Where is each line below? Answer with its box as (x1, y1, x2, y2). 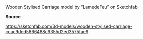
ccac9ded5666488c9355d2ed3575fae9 (5, 29, 89, 34)
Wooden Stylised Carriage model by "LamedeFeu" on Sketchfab (5, 4, 138, 10)
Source (5, 14, 21, 19)
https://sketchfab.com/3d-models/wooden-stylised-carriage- (5, 23, 133, 29)
